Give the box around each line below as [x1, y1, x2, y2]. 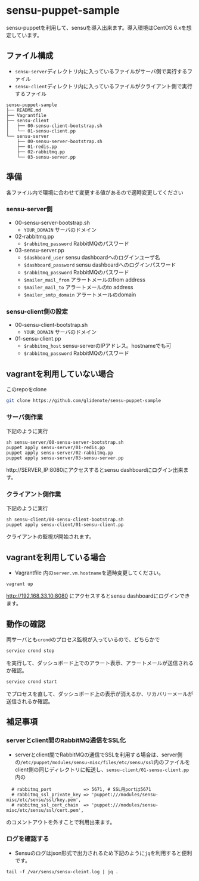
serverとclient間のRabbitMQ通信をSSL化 [6, 736, 126, 744]
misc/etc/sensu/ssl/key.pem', [6, 797, 82, 803]
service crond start [6, 678, 58, 685]
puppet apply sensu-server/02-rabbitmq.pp [6, 450, 113, 456]
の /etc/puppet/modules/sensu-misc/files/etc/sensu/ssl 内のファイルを [14, 758, 191, 765]
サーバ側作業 [6, 413, 43, 421]
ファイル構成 [6, 51, 54, 61]
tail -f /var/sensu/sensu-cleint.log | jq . [6, 868, 119, 874]
